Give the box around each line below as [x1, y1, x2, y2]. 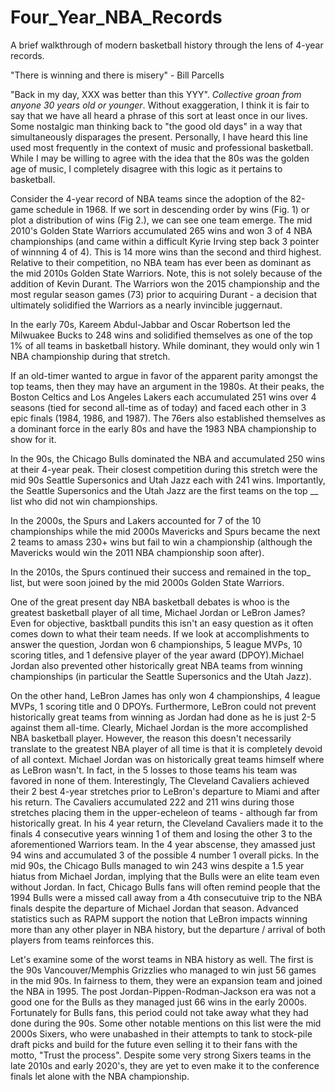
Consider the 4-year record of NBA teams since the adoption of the [10, 192, 288, 205]
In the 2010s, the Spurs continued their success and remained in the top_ [10, 566, 312, 578]
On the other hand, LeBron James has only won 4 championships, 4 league [10, 689, 321, 701]
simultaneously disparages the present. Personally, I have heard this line [10, 131, 308, 143]
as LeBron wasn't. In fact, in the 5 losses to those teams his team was [10, 764, 298, 776]
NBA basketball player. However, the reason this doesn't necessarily [10, 732, 292, 744]
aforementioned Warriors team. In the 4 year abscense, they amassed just [10, 838, 316, 850]
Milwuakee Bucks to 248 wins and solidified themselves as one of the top [10, 329, 313, 341]
